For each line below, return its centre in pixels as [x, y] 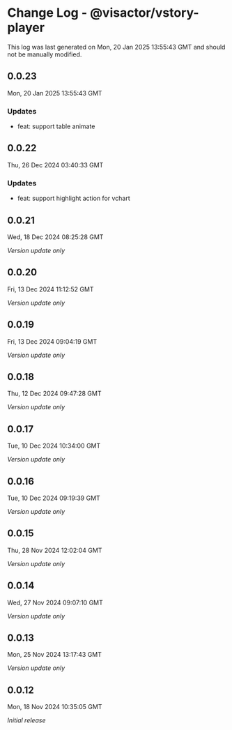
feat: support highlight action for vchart [74, 198]
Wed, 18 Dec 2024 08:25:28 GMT [55, 237]
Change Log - [47, 13]
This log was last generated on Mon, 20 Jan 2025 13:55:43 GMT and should [116, 47]
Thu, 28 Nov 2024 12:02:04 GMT [55, 550]
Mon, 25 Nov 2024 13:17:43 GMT [55, 655]
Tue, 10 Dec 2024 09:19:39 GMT [54, 498]
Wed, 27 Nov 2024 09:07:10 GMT [55, 602]
